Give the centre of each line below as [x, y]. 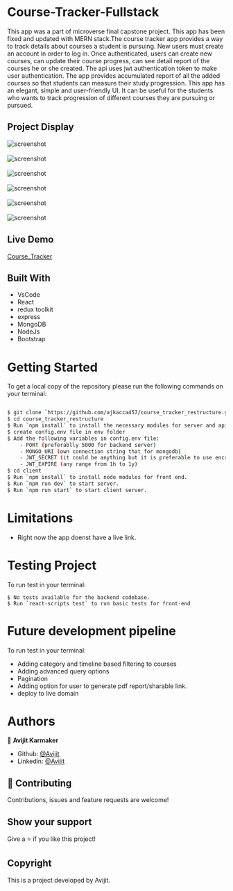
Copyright [29, 864]
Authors [31, 721]
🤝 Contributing [40, 783]
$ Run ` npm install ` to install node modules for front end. [97, 477]
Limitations [40, 518]
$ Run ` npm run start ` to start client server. [77, 490]
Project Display [41, 127]
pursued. [20, 105]
